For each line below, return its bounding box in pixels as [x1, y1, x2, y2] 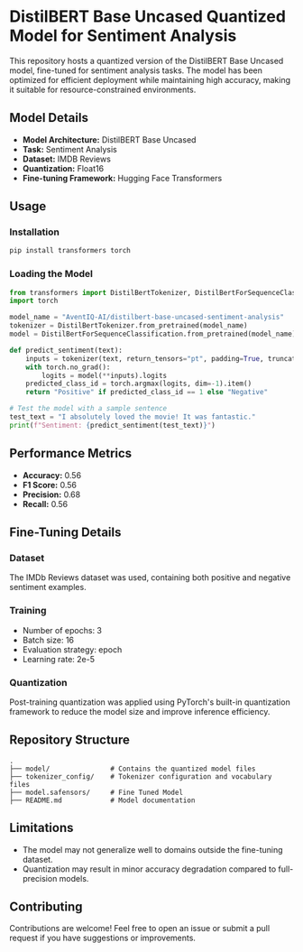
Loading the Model [9, 268, 93, 281]
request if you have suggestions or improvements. [9, 932, 197, 944]
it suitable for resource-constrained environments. [9, 84, 197, 95]
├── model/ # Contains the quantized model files [9, 764, 256, 773]
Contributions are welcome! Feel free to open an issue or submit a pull [9, 923, 271, 934]
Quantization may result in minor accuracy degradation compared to [22, 864, 277, 874]
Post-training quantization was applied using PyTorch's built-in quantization [9, 697, 290, 707]
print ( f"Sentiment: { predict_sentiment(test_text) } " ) [9, 421, 216, 430]
